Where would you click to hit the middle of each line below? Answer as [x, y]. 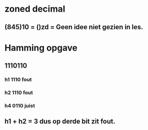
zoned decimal [35, 9]
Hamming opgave [41, 48]
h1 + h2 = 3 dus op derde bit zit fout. [60, 121]
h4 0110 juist [20, 106]
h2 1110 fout [19, 93]
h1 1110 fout [18, 80]
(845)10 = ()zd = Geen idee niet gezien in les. [74, 27]
